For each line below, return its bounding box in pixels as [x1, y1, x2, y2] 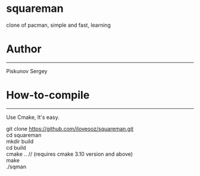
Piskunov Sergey [6, 67, 48, 74]
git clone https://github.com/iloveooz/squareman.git [6, 125, 134, 132]
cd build [6, 144, 26, 151]
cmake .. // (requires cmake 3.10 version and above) [6, 150, 133, 158]
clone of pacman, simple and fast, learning [6, 21, 111, 29]
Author [6, 42, 42, 56]
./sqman [6, 163, 27, 170]
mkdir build [6, 137, 34, 144]
